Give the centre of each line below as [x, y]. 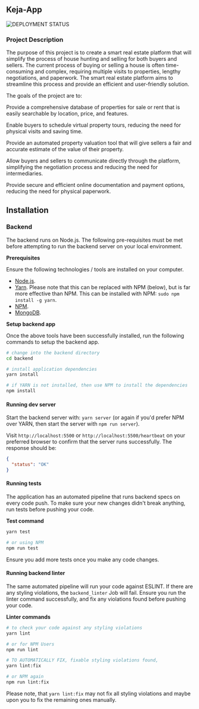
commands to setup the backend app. [53, 342]
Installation [27, 210]
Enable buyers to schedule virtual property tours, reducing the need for [94, 125]
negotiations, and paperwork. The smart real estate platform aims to [90, 78]
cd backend [20, 358]
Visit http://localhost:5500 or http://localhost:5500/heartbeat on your [96, 435]
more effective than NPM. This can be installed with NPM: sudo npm [97, 293]
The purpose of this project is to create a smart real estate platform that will [99, 52]
